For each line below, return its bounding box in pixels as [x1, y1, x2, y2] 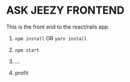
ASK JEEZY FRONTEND [6, 4, 125, 17]
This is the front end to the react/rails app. [6, 23, 110, 30]
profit [14, 69, 29, 76]
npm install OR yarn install [14, 34, 88, 42]
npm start [14, 47, 40, 53]
